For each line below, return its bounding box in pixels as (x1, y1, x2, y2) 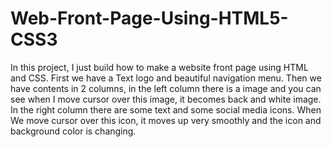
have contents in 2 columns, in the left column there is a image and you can (10, 82, 322, 94)
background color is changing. (10, 125, 137, 137)
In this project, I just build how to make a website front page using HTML (10, 61, 309, 73)
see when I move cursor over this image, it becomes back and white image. (10, 93, 322, 105)
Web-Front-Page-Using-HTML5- (10, 7, 289, 30)
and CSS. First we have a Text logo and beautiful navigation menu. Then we (10, 72, 322, 84)
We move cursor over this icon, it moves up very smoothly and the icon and (10, 114, 322, 126)
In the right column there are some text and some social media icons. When (10, 103, 322, 116)
